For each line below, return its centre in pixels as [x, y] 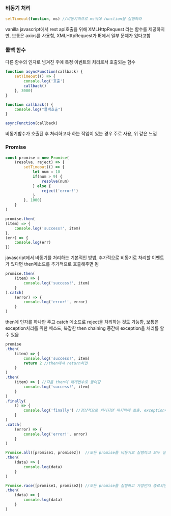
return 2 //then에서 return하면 [56, 363]
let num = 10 [46, 172]
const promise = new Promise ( [37, 158]
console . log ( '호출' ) [44, 81]
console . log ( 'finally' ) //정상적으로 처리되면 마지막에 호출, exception [94, 411]
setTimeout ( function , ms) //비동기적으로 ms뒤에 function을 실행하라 [74, 19]
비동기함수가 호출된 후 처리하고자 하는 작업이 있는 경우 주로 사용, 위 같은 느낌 [81, 134]
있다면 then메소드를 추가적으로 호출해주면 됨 [55, 264]
